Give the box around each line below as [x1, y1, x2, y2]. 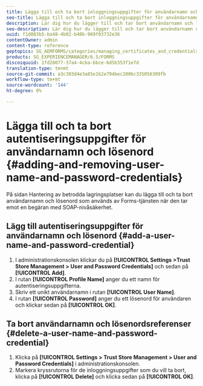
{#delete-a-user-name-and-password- [6, 328, 158, 339]
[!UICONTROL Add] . [14, 269, 66, 276]
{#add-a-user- [118, 231, 175, 241]
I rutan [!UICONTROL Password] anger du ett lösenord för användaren [14, 294, 192, 302]
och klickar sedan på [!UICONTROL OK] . [14, 301, 117, 308]
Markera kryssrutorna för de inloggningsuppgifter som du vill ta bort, [14, 367, 186, 374]
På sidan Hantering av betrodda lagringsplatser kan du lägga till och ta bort [6, 190, 193, 198]
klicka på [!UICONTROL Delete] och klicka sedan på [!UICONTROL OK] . [14, 373, 195, 381]
